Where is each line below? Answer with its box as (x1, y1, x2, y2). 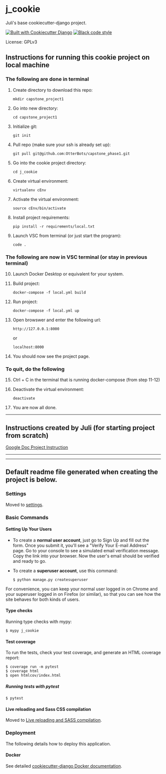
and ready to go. (12, 558, 46, 564)
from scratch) (5, 431, 49, 440)
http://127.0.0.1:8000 (12, 326, 60, 331)
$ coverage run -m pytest (5, 664, 59, 669)
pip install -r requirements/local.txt (12, 224, 95, 229)
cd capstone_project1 (12, 115, 57, 119)
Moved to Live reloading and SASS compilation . (5, 717, 102, 723)
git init (12, 133, 31, 138)
